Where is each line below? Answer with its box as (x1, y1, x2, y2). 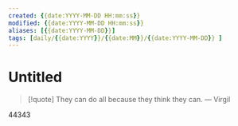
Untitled (8, 69, 63, 86)
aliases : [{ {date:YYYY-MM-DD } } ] (8, 26, 115, 34)
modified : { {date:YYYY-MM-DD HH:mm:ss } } (8, 19, 145, 27)
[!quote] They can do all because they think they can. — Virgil (27, 95, 231, 104)
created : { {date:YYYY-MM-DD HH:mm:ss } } (8, 11, 141, 20)
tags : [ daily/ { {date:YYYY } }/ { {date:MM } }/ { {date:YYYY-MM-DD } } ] (8, 33, 223, 42)
